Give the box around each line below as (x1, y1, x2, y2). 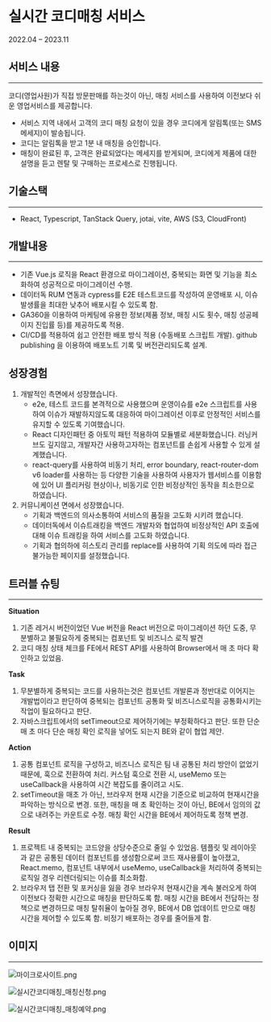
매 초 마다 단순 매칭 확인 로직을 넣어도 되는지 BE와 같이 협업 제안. (19, 726, 224, 736)
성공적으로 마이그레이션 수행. (41, 280, 133, 289)
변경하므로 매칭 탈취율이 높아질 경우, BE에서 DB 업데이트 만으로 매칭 (41, 903, 256, 913)
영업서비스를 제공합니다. (16, 100, 93, 110)
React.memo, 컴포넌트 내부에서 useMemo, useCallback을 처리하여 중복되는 (19, 863, 263, 873)
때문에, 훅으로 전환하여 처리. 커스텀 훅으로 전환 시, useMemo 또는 (19, 769, 227, 779)
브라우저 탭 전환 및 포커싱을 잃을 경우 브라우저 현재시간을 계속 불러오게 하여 (19, 883, 257, 893)
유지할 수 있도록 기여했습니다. (31, 419, 125, 429)
